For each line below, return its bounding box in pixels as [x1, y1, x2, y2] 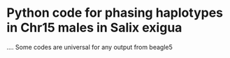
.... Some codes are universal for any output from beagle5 [6, 43, 173, 51]
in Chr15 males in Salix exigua [6, 20, 182, 36]
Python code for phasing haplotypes [6, 5, 224, 21]
